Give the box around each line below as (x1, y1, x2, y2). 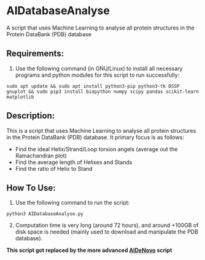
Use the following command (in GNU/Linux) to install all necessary (15, 65, 183, 72)
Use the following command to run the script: (15, 199, 130, 207)
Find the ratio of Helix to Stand (15, 165, 93, 172)
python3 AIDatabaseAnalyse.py (6, 211, 84, 217)
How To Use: (6, 183, 56, 193)
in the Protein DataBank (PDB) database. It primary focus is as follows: (6, 133, 184, 141)
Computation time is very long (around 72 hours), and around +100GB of (15, 222, 199, 229)
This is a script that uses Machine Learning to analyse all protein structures (6, 127, 196, 134)
